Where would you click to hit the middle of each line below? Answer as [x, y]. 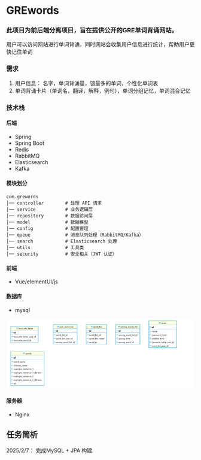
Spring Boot [30, 143]
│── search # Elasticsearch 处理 [62, 241]
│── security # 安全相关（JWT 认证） [62, 254]
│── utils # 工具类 [45, 248]
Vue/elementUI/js [36, 282]
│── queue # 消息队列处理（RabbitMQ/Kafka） [75, 235]
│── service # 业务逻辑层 [50, 210]
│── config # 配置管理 [47, 229]
